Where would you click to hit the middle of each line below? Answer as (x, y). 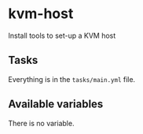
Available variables (56, 104)
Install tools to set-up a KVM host (62, 35)
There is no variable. (41, 123)
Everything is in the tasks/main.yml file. (72, 79)
